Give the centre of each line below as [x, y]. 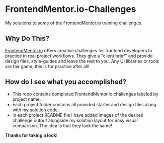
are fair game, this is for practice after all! [47, 66]
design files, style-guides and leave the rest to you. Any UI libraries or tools [82, 61]
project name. [27, 99]
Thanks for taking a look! [32, 135]
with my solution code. [36, 110]
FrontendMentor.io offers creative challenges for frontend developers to [79, 50]
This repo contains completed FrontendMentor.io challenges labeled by [85, 94]
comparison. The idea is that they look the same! [62, 126]
